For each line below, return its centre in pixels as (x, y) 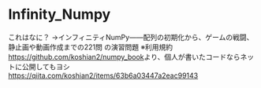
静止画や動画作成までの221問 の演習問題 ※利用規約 (91, 47)
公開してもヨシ (46, 66)
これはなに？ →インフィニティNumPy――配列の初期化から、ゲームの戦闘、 (131, 37)
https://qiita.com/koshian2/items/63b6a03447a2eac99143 (103, 75)
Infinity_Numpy (60, 15)
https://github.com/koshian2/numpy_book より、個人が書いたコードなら (124, 57)
